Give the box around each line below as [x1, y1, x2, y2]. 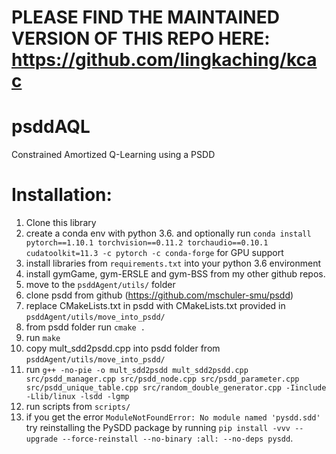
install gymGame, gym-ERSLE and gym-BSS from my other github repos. [25, 268, 326, 280]
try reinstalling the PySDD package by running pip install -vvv [25, 422, 291, 434]
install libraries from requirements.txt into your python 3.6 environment [25, 257, 322, 270]
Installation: [11, 184, 113, 206]
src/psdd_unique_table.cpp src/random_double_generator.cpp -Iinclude [25, 383, 327, 393]
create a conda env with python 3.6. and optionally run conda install [25, 227, 312, 240]
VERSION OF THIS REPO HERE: [11, 27, 271, 50]
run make [25, 332, 61, 344]
